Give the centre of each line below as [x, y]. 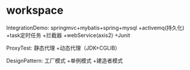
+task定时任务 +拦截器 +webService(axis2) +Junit [68, 35]
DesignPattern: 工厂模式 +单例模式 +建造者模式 [65, 60]
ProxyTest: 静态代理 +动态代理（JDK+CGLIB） [63, 48]
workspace [35, 10]
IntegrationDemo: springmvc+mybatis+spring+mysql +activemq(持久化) [95, 28]
